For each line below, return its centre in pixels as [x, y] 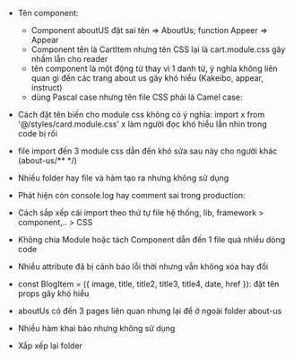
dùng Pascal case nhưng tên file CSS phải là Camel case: [137, 97]
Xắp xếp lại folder [50, 346]
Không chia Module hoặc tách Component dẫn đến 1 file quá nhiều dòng [151, 240]
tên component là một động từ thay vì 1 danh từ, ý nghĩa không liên [154, 68]
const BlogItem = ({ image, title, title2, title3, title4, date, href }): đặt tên [148, 284]
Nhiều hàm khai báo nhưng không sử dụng [96, 328]
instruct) [47, 88]
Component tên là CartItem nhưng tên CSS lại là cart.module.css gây [158, 49]
